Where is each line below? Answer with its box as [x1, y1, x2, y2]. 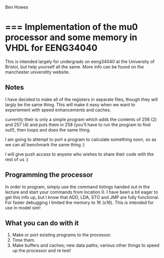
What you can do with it [5, 219, 79, 227]
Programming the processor [5, 171, 93, 179]
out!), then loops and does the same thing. [5, 127, 91, 132]
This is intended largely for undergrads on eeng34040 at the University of [5, 59, 155, 64]
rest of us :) [5, 156, 28, 162]
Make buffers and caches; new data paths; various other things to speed [12, 242, 160, 248]
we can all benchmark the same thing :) [5, 141, 85, 147]
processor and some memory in [5, 32, 137, 43]
